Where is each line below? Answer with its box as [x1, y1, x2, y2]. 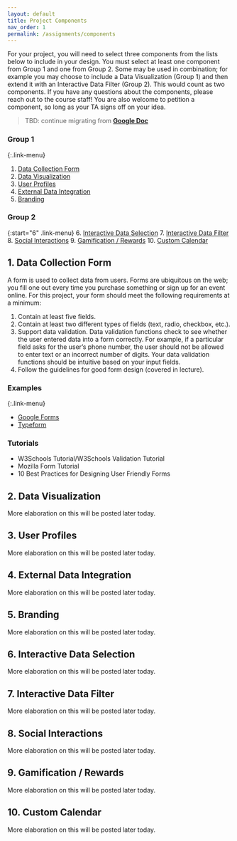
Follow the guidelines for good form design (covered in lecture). [17, 365, 204, 374]
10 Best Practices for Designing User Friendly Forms [17, 469, 170, 478]
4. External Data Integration [7, 569, 132, 581]
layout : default [7, 10, 55, 18]
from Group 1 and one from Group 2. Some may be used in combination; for [7, 65, 228, 73]
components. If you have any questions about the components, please [7, 88, 214, 96]
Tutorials [7, 438, 39, 448]
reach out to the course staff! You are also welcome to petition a [7, 95, 195, 104]
